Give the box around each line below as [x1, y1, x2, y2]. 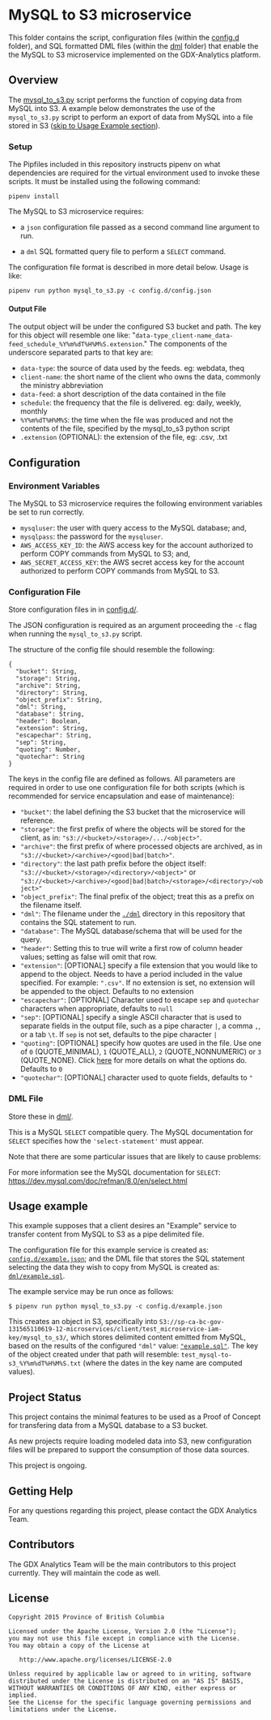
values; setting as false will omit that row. [19, 952, 158, 962]
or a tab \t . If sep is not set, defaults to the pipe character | [19, 1030, 218, 1039]
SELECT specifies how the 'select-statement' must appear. [8, 1136, 205, 1146]
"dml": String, [15, 703, 67, 712]
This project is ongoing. [8, 1460, 87, 1470]
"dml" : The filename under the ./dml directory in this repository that [19, 909, 245, 918]
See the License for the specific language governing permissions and [8, 1698, 252, 1706]
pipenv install [8, 192, 60, 200]
